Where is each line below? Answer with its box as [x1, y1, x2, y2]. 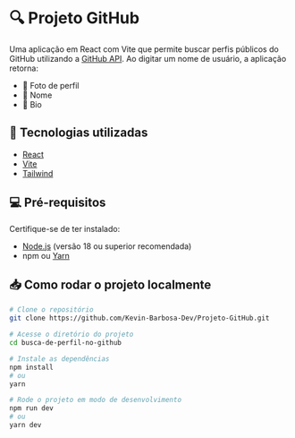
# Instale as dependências [9, 354, 110, 364]
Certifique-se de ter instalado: [9, 223, 121, 234]
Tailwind [21, 167, 54, 178]
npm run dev [9, 404, 54, 413]
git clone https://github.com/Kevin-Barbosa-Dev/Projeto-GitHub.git [9, 313, 270, 323]
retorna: [9, 63, 38, 73]
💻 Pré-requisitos [9, 195, 106, 210]
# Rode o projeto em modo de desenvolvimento [9, 396, 181, 405]
